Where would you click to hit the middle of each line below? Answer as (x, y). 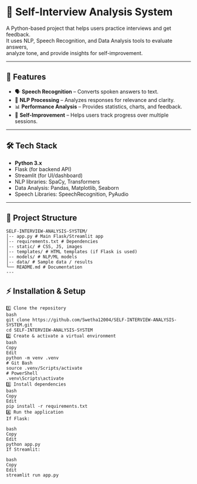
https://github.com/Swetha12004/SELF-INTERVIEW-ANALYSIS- (104, 320)
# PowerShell (22, 374)
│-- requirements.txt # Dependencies (52, 242)
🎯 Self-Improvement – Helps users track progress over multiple (91, 115)
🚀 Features (26, 77)
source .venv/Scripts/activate (44, 369)
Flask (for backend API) (43, 169)
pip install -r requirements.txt (47, 407)
